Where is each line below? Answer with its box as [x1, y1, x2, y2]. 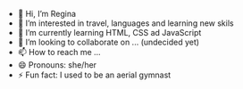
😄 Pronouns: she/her [17, 60, 96, 70]
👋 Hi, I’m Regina [17, 9, 77, 19]
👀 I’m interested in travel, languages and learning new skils [17, 18, 234, 28]
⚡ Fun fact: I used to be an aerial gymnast [17, 69, 172, 80]
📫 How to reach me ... [17, 47, 101, 57]
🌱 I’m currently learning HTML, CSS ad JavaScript [17, 28, 202, 37]
